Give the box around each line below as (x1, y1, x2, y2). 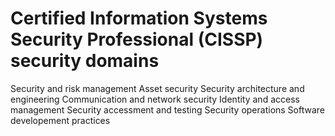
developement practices (10, 114, 111, 126)
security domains (10, 50, 160, 72)
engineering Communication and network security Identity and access (10, 93, 300, 105)
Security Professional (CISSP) (10, 28, 264, 51)
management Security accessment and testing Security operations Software (10, 103, 326, 116)
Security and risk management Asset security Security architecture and (10, 82, 305, 94)
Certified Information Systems (10, 7, 268, 30)
